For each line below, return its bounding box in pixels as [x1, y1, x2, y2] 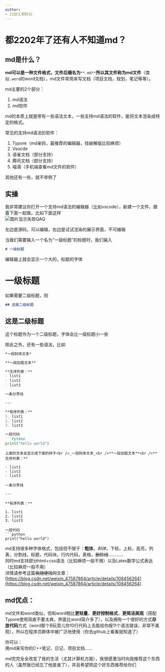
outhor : [5, 7, 21, 12]
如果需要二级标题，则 [5, 293, 48, 299]
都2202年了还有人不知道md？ [5, 34, 127, 46]
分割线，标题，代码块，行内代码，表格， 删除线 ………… [13, 551, 124, 558]
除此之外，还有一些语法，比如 [5, 341, 65, 347]
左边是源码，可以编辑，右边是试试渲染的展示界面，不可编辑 [5, 226, 126, 232]
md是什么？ [5, 56, 41, 64]
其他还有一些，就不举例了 [5, 174, 57, 180]
